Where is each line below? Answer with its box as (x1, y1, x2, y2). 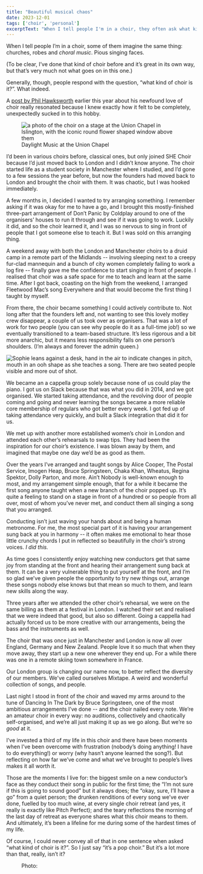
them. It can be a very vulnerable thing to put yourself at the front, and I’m (6, 568, 190, 575)
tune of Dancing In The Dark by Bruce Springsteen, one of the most (6, 699, 175, 706)
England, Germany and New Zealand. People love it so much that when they (6, 643, 195, 651)
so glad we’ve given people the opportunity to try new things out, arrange (6, 575, 190, 582)
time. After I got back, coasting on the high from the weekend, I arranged (6, 280, 188, 287)
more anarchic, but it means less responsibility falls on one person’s (6, 336, 175, 344)
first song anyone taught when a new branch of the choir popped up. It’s (6, 487, 187, 494)
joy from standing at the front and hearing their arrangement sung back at (6, 562, 190, 569)
